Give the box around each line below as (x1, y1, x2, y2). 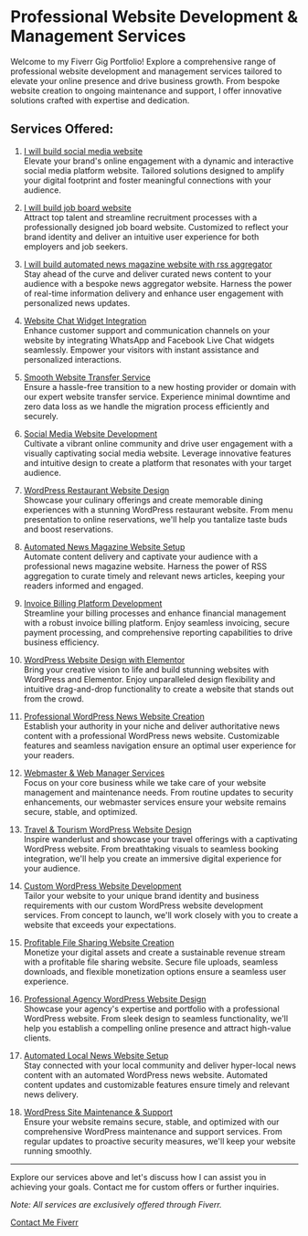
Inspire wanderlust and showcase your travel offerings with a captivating (23, 833, 298, 844)
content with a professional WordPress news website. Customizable (23, 730, 280, 741)
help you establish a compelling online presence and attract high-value (23, 1022, 292, 1033)
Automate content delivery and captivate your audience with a (23, 551, 259, 562)
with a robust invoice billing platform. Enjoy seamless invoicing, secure (23, 617, 291, 628)
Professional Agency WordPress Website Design (23, 993, 207, 1004)
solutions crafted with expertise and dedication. (10, 94, 190, 106)
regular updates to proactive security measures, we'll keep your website (23, 1136, 296, 1146)
